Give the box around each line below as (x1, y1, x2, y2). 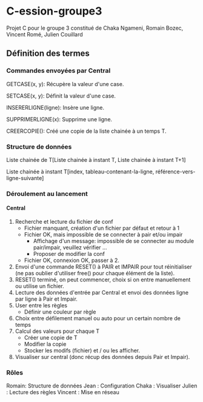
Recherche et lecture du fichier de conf (15, 218, 113, 226)
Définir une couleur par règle (24, 308, 96, 316)
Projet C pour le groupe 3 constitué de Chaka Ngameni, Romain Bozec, (6, 24, 184, 32)
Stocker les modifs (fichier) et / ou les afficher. (24, 347, 141, 354)
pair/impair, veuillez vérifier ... (33, 244, 107, 251)
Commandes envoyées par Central (6, 67, 111, 75)
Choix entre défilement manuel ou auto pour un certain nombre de (15, 315, 181, 322)
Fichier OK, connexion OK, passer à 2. (24, 256, 119, 264)
